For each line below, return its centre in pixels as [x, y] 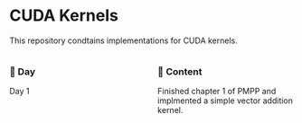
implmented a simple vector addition [226, 101]
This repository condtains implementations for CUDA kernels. [123, 40]
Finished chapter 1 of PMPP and [217, 92]
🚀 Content [180, 71]
